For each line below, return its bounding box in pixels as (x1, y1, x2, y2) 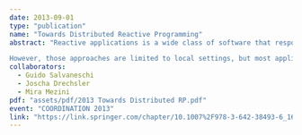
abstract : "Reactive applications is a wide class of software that (9, 38, 271, 47)
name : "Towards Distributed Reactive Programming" (9, 30, 203, 38)
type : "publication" (9, 21, 87, 30)
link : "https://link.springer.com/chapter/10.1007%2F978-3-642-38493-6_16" (9, 113, 299, 122)
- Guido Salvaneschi (17, 71, 94, 80)
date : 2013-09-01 (9, 13, 75, 22)
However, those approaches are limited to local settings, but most (9, 55, 271, 63)
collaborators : (9, 63, 67, 72)
